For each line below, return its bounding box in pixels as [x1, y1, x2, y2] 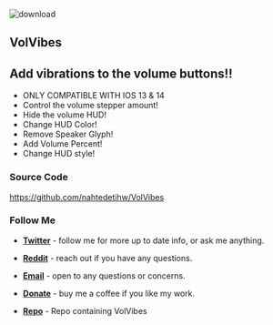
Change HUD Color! [22, 119, 97, 130]
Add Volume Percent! [22, 138, 103, 149]
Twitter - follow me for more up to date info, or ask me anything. [22, 235, 265, 246]
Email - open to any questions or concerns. [22, 269, 186, 281]
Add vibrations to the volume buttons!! [9, 66, 233, 81]
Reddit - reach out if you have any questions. [22, 252, 193, 263]
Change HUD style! [22, 148, 96, 159]
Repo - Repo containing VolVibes [22, 305, 147, 316]
